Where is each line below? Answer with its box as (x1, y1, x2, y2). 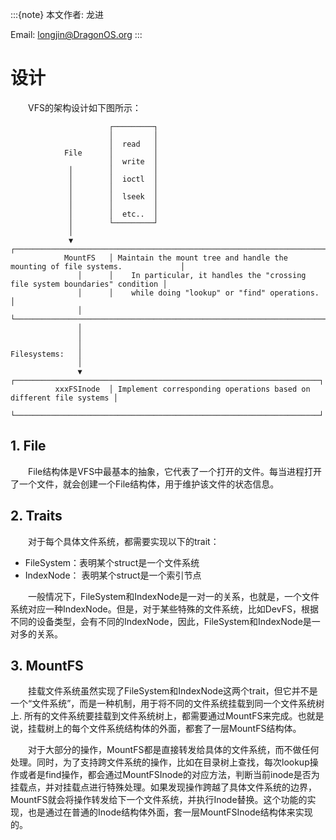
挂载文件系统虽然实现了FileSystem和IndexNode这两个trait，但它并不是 (28, 685, 318, 697)
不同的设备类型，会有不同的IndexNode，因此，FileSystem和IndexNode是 (10, 615, 312, 627)
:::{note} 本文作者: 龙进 (10, 9, 105, 20)
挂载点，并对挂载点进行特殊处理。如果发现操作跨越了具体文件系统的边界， (10, 781, 317, 793)
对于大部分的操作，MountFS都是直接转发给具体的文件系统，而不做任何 (28, 744, 320, 756)
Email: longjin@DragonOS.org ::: (10, 29, 143, 40)
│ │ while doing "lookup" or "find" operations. (77, 288, 320, 298)
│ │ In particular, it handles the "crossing (77, 270, 307, 280)
